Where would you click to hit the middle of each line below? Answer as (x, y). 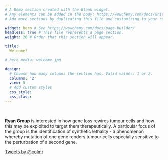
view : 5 (18, 83)
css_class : (21, 97)
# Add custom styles (31, 88)
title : (12, 46)
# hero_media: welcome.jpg (33, 60)
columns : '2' (23, 78)
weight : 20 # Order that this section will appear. (60, 37)
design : (13, 69)
